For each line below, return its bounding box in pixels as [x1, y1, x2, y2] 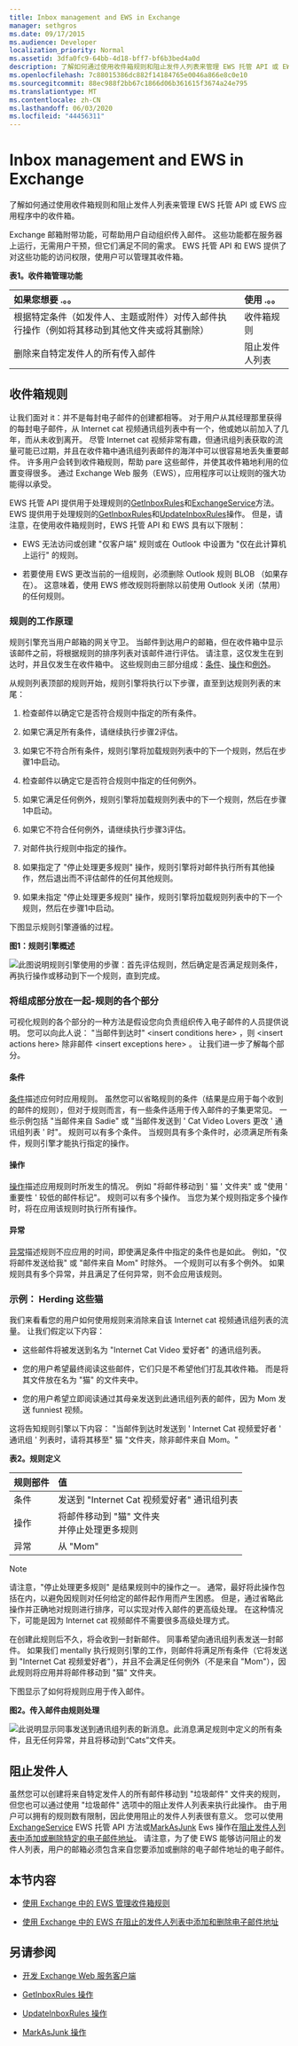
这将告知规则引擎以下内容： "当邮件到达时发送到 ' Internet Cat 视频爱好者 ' [9, 1423, 282, 1434]
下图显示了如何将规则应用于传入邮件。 [9, 1686, 149, 1697]
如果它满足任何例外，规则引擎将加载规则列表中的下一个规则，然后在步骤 [21, 795, 286, 805]
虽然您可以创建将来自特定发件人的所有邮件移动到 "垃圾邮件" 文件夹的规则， [9, 1789, 286, 1799]
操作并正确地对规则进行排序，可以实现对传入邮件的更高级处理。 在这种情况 [9, 1604, 284, 1615]
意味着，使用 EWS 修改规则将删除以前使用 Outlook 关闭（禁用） [51, 579, 286, 590]
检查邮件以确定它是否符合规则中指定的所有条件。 [21, 708, 201, 718]
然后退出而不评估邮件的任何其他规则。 [37, 873, 178, 883]
